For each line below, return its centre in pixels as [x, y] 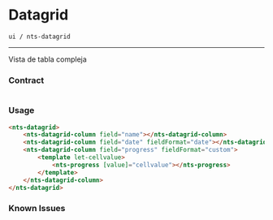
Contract [26, 80]
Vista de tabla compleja [48, 59]
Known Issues [37, 209]
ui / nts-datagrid [39, 37]
